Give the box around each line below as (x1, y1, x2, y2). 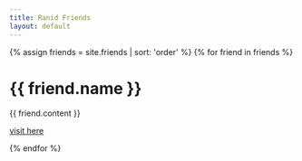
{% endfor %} (9, 143, 62, 154)
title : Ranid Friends (9, 13, 92, 23)
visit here (9, 126, 44, 137)
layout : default (9, 22, 71, 31)
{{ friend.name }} (9, 78, 142, 99)
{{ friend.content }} (9, 108, 81, 118)
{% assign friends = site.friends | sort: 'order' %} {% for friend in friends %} (9, 46, 293, 57)
